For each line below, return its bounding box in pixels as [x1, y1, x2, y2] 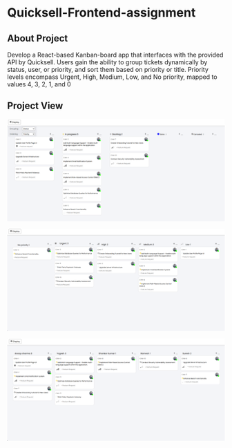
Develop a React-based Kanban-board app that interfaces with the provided [7, 50, 224, 59]
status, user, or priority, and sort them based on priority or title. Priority [7, 66, 209, 73]
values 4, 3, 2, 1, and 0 [7, 80, 71, 88]
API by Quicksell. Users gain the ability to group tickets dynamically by [7, 58, 208, 66]
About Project [7, 32, 68, 44]
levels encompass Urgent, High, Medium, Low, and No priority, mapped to [7, 73, 217, 81]
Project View [7, 100, 64, 112]
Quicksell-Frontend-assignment [7, 5, 196, 21]
